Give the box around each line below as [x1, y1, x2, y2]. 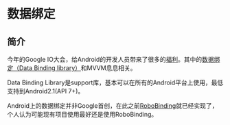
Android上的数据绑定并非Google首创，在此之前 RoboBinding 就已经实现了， [7, 102, 218, 110]
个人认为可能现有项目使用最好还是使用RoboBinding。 [7, 111, 158, 118]
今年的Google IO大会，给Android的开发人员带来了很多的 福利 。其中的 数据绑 [7, 56, 220, 63]
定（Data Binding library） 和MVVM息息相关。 [7, 64, 137, 72]
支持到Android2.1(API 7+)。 [7, 87, 84, 95]
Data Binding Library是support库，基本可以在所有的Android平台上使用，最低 [7, 78, 224, 87]
